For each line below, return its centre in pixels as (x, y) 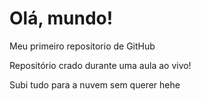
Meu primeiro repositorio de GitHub (82, 46)
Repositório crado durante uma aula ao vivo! (100, 65)
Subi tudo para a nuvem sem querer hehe (95, 84)
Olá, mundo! (61, 18)
